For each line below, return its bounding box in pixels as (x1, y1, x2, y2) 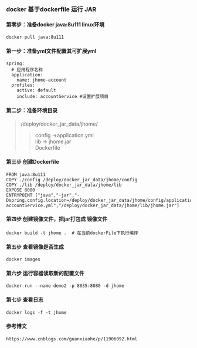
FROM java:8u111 (6, 171, 46, 177)
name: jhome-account (16, 77, 67, 83)
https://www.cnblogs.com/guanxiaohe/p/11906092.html (6, 336, 138, 342)
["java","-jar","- (35, 192, 80, 198)
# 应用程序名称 (11, 67, 43, 73)
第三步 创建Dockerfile (6, 158, 59, 165)
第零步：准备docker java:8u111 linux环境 (6, 21, 104, 28)
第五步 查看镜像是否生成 (6, 243, 64, 250)
